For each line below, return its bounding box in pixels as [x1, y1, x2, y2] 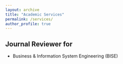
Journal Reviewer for [5, 39, 72, 48]
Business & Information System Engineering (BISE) [12, 53, 118, 59]
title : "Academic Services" [5, 12, 65, 17]
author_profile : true [5, 21, 51, 26]
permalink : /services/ [5, 16, 53, 21]
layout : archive [5, 7, 39, 12]
